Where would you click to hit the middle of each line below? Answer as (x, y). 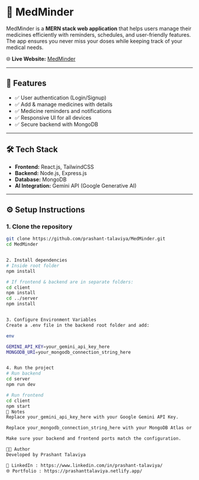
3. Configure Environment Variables (51, 320)
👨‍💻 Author (18, 449)
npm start (18, 406)
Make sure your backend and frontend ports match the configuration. (94, 439)
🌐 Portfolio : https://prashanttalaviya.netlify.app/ (74, 471)
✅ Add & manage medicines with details (63, 104)
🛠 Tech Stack (32, 149)
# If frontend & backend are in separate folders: (70, 282)
